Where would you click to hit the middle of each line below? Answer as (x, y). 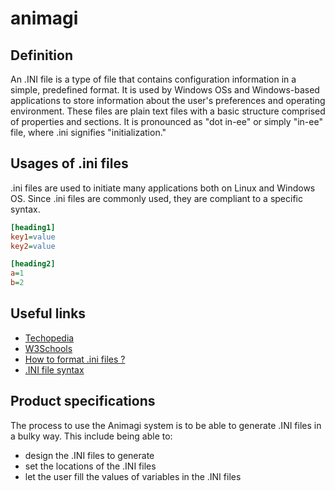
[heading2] (33, 264)
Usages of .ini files (69, 163)
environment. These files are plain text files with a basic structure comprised (168, 111)
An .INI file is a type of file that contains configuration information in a (153, 79)
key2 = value (33, 246)
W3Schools (48, 348)
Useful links (48, 313)
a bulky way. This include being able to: (91, 436)
